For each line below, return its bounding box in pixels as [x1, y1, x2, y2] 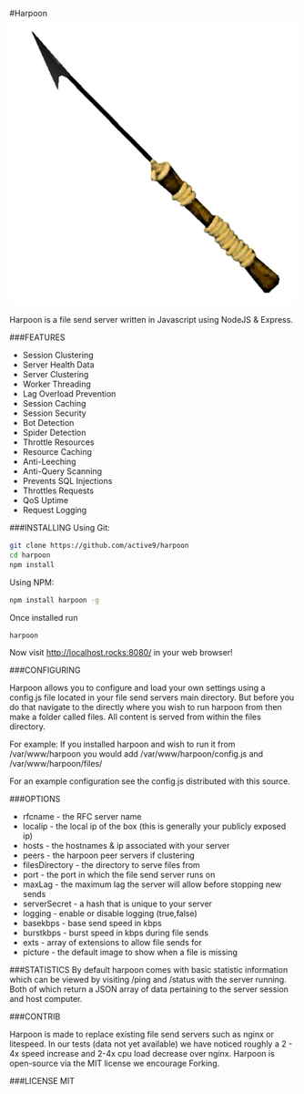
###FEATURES [9, 332, 66, 343]
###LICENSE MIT [9, 1076, 76, 1087]
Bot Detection [22, 418, 75, 428]
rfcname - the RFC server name [22, 811, 142, 822]
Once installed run [9, 612, 78, 623]
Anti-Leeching [22, 456, 76, 467]
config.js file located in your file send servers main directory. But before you [9, 692, 295, 703]
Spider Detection [22, 428, 86, 438]
